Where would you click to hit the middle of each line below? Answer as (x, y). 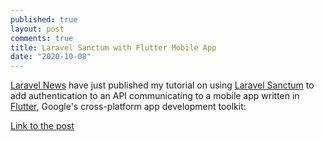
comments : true (42, 38)
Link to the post (42, 126)
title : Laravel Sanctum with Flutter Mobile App (113, 47)
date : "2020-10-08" (51, 57)
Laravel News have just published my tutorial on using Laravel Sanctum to (162, 85)
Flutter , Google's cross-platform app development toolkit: (128, 107)
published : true (44, 19)
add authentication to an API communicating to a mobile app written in (155, 96)
